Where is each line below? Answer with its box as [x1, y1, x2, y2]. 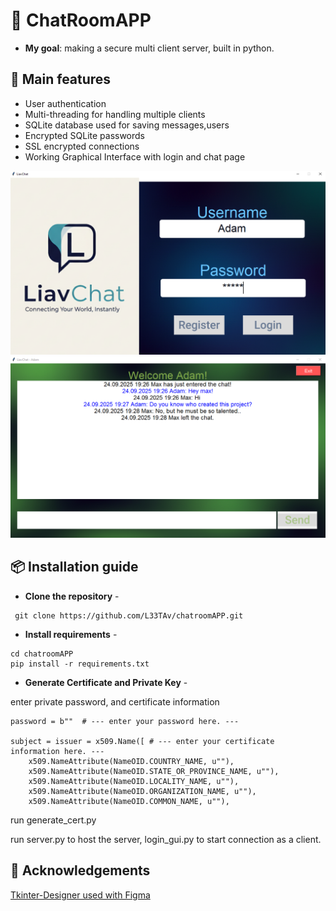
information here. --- [10, 746, 105, 756]
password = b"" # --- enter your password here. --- [10, 716, 240, 726]
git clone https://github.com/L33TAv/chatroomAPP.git [14, 610, 244, 621]
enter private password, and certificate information [10, 695, 220, 708]
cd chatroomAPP [10, 649, 74, 659]
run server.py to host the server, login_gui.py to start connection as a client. [10, 833, 322, 845]
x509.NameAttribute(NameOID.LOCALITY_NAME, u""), [28, 776, 240, 786]
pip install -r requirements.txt [10, 659, 150, 669]
